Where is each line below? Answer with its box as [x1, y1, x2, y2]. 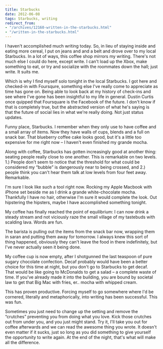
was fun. [5, 299, 23, 305]
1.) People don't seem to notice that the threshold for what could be [5, 159, 140, 165]
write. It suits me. [5, 69, 40, 74]
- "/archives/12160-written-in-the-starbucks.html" [5, 25, 112, 30]
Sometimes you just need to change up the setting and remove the [5, 309, 138, 314]
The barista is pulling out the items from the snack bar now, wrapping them [5, 229, 155, 234]
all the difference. [5, 340, 40, 345]
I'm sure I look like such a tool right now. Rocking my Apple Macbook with [5, 184, 152, 190]
